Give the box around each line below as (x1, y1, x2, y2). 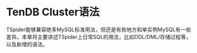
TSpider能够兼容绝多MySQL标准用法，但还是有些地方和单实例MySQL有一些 (6, 26, 192, 33)
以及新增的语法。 (6, 41, 48, 48)
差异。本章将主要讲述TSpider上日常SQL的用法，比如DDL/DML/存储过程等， (6, 33, 192, 40)
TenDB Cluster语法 (6, 5, 100, 19)
